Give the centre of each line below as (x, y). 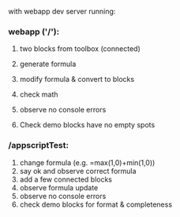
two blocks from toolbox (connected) (80, 49)
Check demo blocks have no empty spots (87, 125)
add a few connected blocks (66, 179)
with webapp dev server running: (62, 11)
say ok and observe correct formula (78, 171)
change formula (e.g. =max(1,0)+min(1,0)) (87, 162)
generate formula (48, 64)
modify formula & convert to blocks (77, 79)
